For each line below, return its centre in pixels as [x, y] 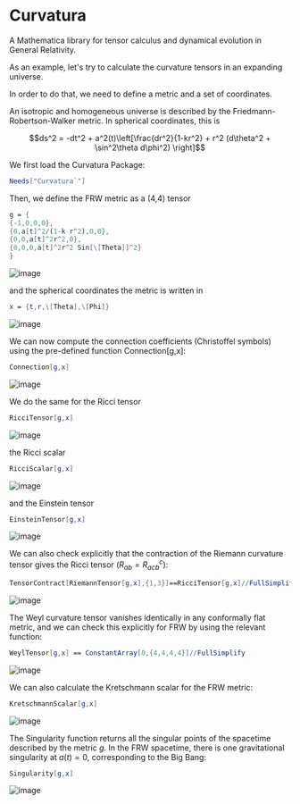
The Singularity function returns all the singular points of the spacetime [140, 738]
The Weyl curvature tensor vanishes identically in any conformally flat [137, 617]
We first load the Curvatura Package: [77, 164]
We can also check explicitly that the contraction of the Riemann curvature [146, 554]
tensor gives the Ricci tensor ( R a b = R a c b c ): [89, 565]
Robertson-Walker [42, 121]
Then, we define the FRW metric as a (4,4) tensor [100, 198]
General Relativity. [43, 49]
